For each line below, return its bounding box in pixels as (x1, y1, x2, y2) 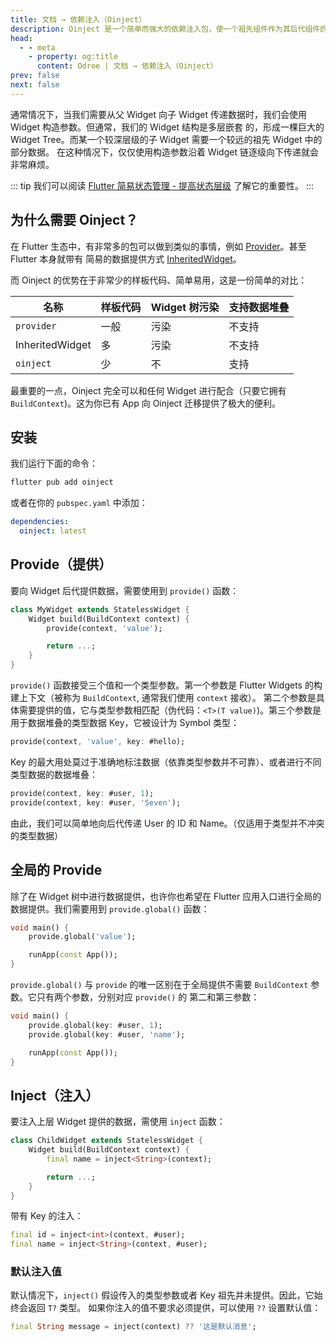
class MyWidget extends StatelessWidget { (10, 604, 190, 615)
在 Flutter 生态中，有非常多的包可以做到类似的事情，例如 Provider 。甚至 (10, 240, 307, 252)
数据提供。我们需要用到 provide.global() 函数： (10, 902, 210, 915)
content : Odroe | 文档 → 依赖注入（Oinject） (36, 61, 218, 71)
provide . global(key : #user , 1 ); (28, 1020, 163, 1030)
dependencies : (10, 517, 70, 527)
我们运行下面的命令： (10, 457, 98, 470)
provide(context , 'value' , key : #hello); (10, 737, 186, 747)
